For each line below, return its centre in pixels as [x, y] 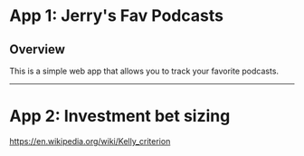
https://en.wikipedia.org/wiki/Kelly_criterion [90, 141]
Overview [38, 49]
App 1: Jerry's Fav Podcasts [117, 16]
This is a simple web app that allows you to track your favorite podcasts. [144, 71]
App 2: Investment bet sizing [120, 117]
